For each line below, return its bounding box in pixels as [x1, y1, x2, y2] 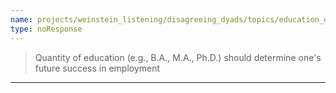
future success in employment [34, 62, 161, 74]
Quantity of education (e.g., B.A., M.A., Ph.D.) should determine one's [34, 51, 322, 63]
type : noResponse [10, 24, 83, 34]
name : [10, 14, 33, 25]
